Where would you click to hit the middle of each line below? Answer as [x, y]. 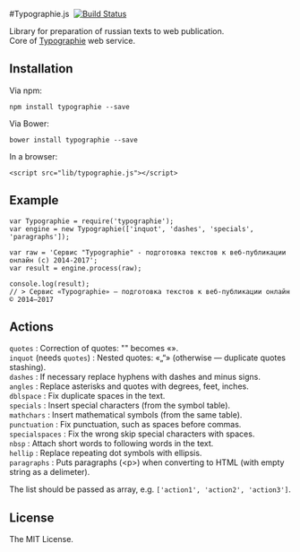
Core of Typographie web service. [73, 41]
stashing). [28, 367]
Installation [41, 69]
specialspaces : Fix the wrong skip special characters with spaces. [132, 434]
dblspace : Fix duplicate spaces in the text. [87, 396]
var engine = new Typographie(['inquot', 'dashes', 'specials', [132, 229]
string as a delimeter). [50, 472]
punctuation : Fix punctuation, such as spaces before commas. [125, 425]
